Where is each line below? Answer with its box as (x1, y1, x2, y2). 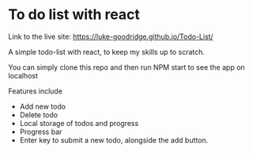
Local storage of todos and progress (19, 118, 139, 128)
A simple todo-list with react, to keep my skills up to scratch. (8, 47, 206, 56)
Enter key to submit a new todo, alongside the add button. (19, 135, 209, 144)
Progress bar (19, 127, 62, 136)
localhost (8, 71, 38, 80)
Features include (8, 86, 63, 96)
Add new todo (19, 101, 66, 111)
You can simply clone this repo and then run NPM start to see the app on (8, 62, 245, 72)
